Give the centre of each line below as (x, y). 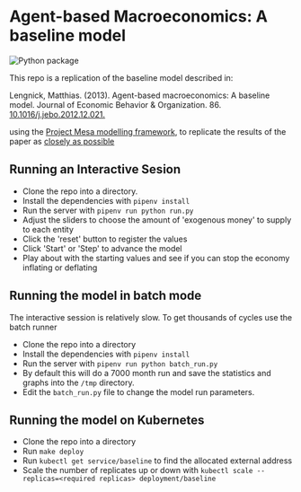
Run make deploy (53, 452)
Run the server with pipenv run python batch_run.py (120, 363)
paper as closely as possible (62, 141)
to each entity (48, 229)
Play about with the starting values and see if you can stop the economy (156, 258)
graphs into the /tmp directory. (78, 382)
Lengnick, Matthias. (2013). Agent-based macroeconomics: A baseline (140, 95)
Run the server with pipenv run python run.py (108, 210)
